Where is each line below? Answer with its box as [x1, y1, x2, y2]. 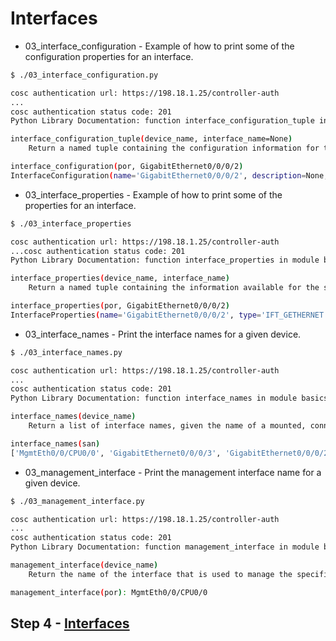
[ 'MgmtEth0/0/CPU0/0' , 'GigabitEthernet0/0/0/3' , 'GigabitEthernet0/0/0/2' [10, 448, 333, 458]
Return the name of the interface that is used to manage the [28, 569, 293, 579]
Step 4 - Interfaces [10, 615, 130, 632]
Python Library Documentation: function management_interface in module [10, 542, 320, 552]
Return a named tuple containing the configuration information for [28, 143, 320, 154]
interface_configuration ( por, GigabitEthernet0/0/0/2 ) [10, 162, 244, 172]
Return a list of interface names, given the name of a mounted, [28, 421, 307, 431]
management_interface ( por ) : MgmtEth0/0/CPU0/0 [10, 587, 208, 597]
